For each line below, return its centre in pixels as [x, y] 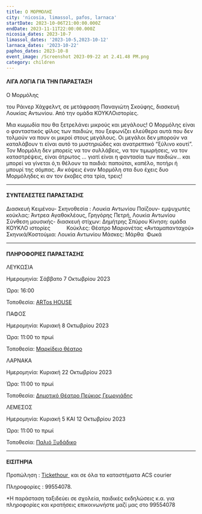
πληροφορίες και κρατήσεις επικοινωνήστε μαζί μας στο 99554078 [91, 505]
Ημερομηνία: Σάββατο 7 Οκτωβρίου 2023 [58, 279]
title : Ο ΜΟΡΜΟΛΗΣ [29, 12]
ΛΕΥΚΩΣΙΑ [20, 267]
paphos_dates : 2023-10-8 [37, 51]
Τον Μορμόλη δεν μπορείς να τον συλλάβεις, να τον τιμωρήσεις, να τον [97, 150]
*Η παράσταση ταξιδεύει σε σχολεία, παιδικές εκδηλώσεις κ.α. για [90, 498]
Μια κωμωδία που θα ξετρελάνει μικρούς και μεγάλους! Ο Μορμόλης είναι [101, 125]
